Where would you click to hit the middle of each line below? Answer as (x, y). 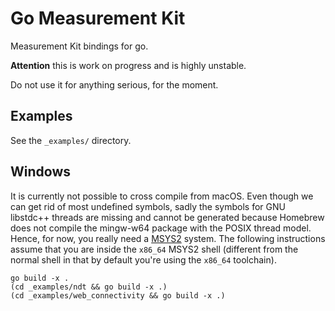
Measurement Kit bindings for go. (79, 46)
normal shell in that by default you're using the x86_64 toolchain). (143, 259)
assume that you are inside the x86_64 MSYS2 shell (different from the (154, 249)
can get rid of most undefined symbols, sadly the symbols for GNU (148, 206)
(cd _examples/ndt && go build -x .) (89, 287)
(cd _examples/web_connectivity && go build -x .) (118, 295)
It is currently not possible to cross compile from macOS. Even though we (162, 196)
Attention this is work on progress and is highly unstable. (128, 65)
